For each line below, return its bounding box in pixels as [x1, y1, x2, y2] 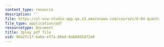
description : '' [5, 12, 38, 17]
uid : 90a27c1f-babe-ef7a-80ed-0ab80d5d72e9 [5, 35, 95, 40]
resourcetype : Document [5, 25, 54, 30]
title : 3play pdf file [5, 30, 51, 35]
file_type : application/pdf [5, 21, 62, 26]
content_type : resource [5, 7, 54, 12]
